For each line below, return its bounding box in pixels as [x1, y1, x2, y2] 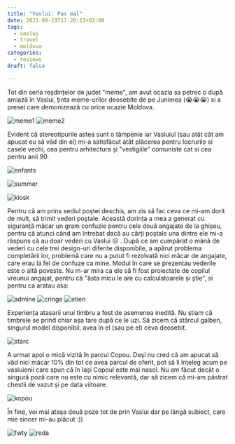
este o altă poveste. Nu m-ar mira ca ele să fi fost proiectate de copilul [7, 266, 211, 274]
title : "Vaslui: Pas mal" [7, 10, 83, 18]
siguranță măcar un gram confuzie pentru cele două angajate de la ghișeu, [7, 222, 222, 230]
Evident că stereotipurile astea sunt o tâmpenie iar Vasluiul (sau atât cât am [7, 130, 225, 138]
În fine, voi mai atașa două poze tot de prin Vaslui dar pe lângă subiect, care [7, 408, 226, 416]
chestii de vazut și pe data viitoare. [7, 380, 108, 389]
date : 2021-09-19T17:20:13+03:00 [7, 17, 105, 24]
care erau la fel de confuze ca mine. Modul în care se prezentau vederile [7, 259, 217, 267]
